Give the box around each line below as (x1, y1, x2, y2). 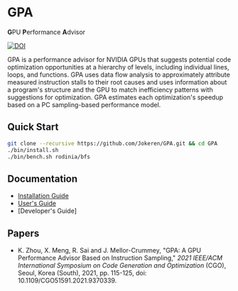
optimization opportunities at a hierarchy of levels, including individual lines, (7, 62, 229, 71)
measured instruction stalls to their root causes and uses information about (7, 77, 227, 86)
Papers (7, 227, 40, 239)
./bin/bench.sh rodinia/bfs (7, 153, 91, 160)
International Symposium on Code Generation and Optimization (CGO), (17, 261, 227, 270)
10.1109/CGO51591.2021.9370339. (17, 276, 117, 285)
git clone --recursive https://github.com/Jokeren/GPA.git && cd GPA (7, 140, 218, 147)
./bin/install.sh (7, 146, 59, 153)
